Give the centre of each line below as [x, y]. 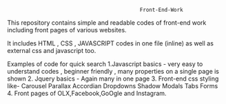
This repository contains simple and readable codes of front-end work [107, 23]
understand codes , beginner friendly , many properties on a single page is [113, 71]
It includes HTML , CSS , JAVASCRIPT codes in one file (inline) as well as [110, 43]
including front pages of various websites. [67, 30]
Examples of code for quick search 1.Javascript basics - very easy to [105, 64]
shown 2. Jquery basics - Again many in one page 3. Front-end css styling [113, 79]
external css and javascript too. [52, 51]
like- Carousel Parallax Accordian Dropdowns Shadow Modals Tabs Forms [113, 86]
